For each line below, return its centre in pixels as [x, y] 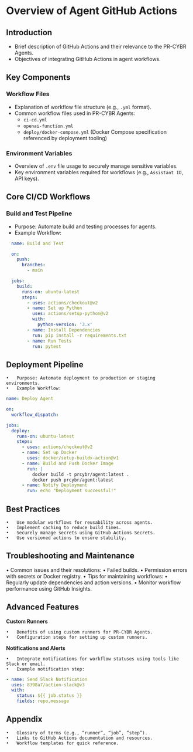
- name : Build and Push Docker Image [68, 463]
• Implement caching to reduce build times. [64, 528]
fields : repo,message [43, 701]
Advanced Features [43, 607]
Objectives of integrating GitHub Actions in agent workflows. [87, 59]
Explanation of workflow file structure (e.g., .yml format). [83, 107]
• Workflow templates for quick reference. [62, 743]
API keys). [27, 178]
